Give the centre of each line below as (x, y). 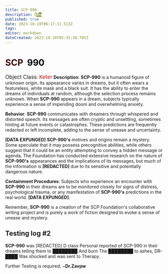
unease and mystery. (27, 218)
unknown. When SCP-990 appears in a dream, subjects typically (72, 99)
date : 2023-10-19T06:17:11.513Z (39, 24)
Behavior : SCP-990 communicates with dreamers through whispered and (82, 114)
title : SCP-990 (21, 10)
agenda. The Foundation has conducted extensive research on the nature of (84, 156)
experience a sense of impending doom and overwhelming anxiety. (75, 104)
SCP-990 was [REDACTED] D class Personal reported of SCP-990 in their (81, 245)
